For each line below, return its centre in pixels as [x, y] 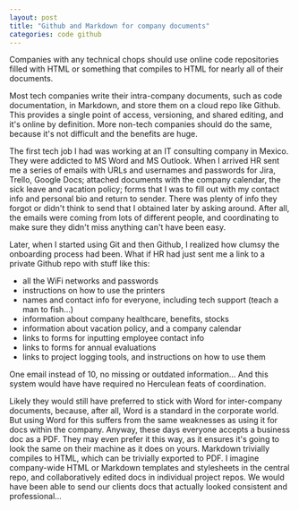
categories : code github [56, 34]
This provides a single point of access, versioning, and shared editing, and [146, 115]
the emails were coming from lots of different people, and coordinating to [144, 218]
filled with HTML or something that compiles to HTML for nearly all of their [146, 69]
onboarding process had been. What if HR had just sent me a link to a [137, 254]
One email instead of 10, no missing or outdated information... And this [139, 374]
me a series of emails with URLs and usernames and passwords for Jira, [142, 170]
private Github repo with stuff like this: [80, 264]
